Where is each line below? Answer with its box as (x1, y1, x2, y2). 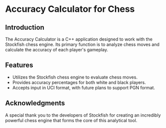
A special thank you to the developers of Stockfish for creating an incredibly (5, 112, 161, 118)
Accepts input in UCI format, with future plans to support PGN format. (12, 85, 156, 90)
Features (5, 61, 33, 70)
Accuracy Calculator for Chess (5, 3, 135, 15)
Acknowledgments (5, 99, 66, 107)
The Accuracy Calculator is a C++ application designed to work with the (5, 36, 153, 42)
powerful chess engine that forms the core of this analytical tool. (5, 117, 138, 123)
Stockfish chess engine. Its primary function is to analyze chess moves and (5, 42, 160, 47)
